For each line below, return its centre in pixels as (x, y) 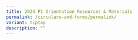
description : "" (26, 28)
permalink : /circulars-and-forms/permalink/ (61, 17)
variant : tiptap (26, 22)
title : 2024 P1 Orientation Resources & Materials (69, 11)
